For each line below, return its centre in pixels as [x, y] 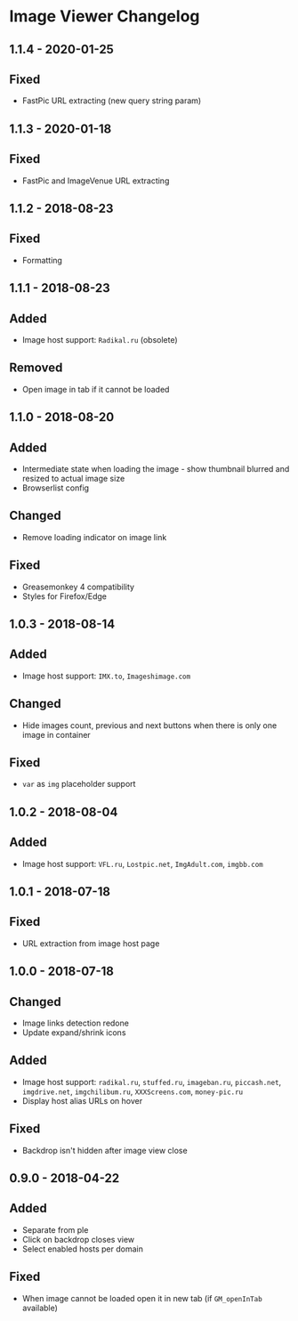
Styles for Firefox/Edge [64, 596]
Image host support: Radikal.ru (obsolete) [100, 340]
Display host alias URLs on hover [82, 1100]
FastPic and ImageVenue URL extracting [96, 181]
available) [40, 1308]
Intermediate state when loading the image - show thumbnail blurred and [156, 469]
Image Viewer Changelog [105, 16]
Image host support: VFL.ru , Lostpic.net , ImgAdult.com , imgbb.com [143, 863]
